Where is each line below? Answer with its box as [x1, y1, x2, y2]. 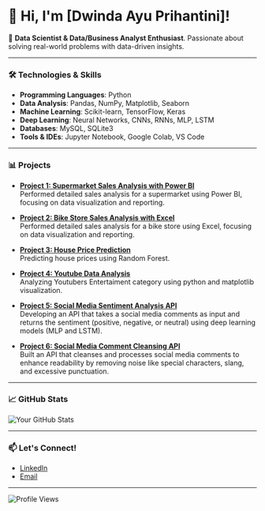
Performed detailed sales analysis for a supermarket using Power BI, [19, 189, 243, 198]
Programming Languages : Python [19, 90, 132, 100]
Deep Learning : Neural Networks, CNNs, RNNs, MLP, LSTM [19, 115, 215, 125]
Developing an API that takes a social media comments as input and [19, 309, 241, 318]
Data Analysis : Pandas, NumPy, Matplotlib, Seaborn [19, 99, 190, 108]
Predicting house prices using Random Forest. [19, 253, 170, 263]
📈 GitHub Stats [8, 394, 69, 405]
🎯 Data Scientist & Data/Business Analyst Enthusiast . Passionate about [8, 33, 244, 43]
